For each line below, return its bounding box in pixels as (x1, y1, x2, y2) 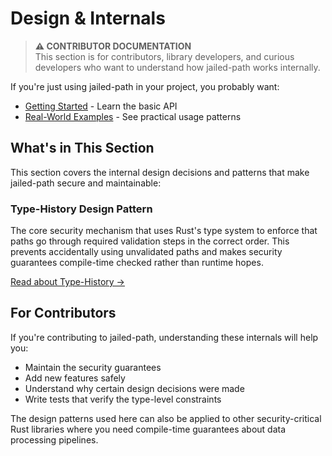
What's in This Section (10, 140, 155, 157)
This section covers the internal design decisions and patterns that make (10, 166, 310, 178)
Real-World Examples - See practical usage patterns (24, 110, 242, 122)
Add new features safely (24, 372, 126, 384)
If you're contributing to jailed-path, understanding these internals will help (10, 331, 319, 343)
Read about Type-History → (10, 276, 125, 288)
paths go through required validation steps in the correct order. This (10, 235, 290, 247)
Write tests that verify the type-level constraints (24, 393, 222, 405)
